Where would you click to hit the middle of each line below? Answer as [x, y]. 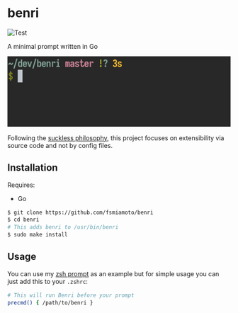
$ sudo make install [38, 235]
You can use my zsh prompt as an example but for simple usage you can [113, 273]
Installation [33, 168]
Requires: [21, 185]
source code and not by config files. [60, 145]
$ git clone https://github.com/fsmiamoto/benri [80, 212]
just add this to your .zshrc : [48, 281]
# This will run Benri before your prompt [71, 295]
